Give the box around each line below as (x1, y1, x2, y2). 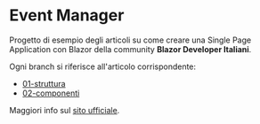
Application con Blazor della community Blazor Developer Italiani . (9, 43, 252, 54)
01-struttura (21, 78, 66, 89)
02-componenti (21, 88, 80, 98)
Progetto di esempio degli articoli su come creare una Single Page (9, 35, 252, 45)
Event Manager (9, 5, 125, 26)
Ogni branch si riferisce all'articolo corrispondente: (9, 61, 197, 72)
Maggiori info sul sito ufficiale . (9, 105, 120, 115)
